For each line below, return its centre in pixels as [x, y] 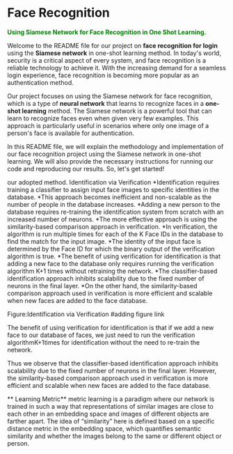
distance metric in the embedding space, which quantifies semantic [104, 428]
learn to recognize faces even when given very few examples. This [103, 118]
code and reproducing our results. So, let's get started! [86, 169]
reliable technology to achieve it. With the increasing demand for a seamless [116, 68]
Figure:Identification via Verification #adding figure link [86, 314]
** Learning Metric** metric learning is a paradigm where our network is [111, 399]
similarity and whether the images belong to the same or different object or [114, 436]
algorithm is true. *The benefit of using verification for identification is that [114, 256]
